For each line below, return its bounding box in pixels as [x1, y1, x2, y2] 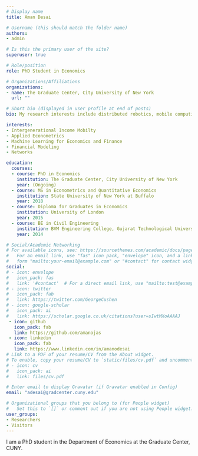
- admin [6, 36, 25, 42]
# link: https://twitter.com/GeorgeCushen [6, 297, 117, 303]
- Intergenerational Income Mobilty [6, 127, 96, 133]
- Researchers [6, 416, 41, 422]
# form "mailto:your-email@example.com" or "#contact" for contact [6, 258, 181, 264]
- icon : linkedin [8, 335, 51, 341]
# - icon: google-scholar [6, 302, 70, 309]
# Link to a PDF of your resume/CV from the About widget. [6, 352, 154, 357]
